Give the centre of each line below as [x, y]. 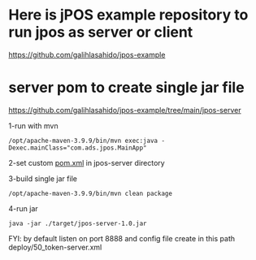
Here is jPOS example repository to [128, 15]
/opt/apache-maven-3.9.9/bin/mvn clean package [91, 193]
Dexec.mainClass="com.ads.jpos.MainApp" [78, 148]
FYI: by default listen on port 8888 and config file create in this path [122, 238]
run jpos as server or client [101, 32]
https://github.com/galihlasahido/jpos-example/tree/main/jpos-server [125, 110]
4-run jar [23, 208]
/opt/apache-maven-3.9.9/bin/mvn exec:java [83, 141]
